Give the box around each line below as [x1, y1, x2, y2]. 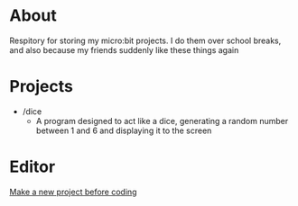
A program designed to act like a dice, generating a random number [35, 115, 289, 126]
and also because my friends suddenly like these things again [9, 44, 239, 55]
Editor [9, 157, 56, 177]
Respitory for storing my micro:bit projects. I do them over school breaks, [9, 35, 282, 46]
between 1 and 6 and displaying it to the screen [35, 125, 212, 136]
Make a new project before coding [9, 186, 137, 197]
